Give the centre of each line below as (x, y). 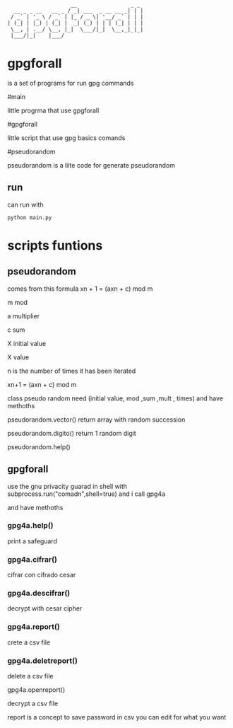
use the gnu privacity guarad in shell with (67, 486)
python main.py (30, 217)
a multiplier (24, 316)
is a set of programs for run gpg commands (71, 83)
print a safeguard (32, 541)
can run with (25, 204)
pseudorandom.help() (39, 446)
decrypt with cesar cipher (45, 608)
